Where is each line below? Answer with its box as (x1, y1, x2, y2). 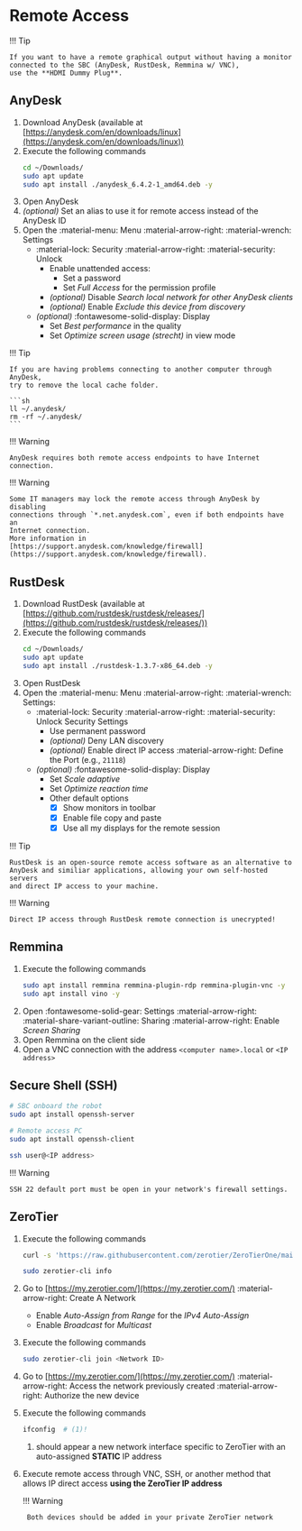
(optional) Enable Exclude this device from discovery (49, 301, 246, 312)
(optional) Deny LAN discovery (49, 735, 164, 746)
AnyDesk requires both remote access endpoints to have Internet (9, 454, 260, 463)
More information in (9, 534, 87, 544)
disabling (9, 502, 47, 512)
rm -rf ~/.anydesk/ (9, 412, 83, 422)
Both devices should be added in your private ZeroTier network (26, 1513, 273, 1522)
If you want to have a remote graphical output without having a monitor (9, 52, 293, 61)
